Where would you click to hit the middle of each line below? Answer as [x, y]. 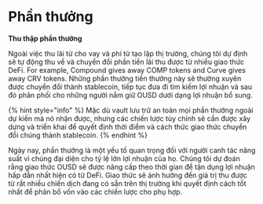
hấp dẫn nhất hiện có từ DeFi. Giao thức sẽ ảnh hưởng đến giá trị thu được [128, 175]
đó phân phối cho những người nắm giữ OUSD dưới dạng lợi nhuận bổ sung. [130, 95]
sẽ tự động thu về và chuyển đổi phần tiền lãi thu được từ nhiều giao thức [126, 62]
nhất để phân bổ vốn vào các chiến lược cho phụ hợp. [95, 191]
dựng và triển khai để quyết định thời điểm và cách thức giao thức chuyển [128, 127]
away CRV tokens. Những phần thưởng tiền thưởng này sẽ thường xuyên [125, 78]
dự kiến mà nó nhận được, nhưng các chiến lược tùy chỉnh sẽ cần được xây [130, 118]
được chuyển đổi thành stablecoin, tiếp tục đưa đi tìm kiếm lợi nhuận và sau [130, 87]
